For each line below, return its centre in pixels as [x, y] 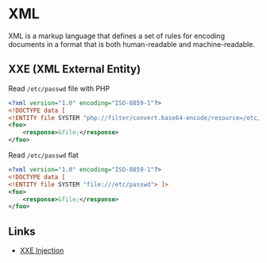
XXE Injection [42, 250]
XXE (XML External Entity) [75, 70]
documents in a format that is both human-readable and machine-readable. [132, 44]
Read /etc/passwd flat [44, 155]
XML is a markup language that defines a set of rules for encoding [116, 36]
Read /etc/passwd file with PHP [59, 88]
